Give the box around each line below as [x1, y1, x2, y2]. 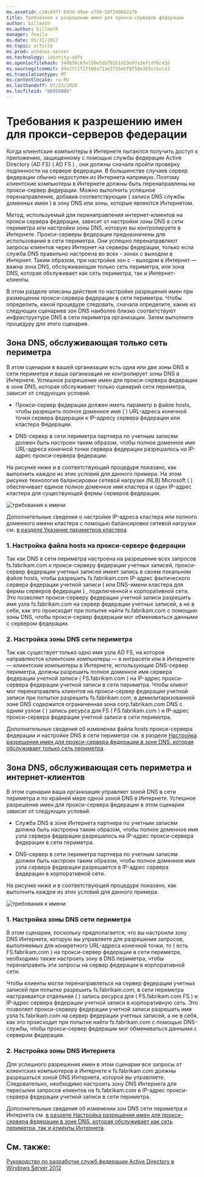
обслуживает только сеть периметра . [6, 744, 105, 752]
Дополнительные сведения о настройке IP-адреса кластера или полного [6, 513, 197, 520]
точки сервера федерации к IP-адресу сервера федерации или [15, 414, 180, 421]
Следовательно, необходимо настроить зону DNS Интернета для [6, 1080, 177, 1087]
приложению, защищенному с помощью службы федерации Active [6, 154, 182, 161]
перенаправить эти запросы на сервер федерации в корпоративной [6, 961, 185, 969]
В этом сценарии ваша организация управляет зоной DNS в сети [6, 788, 177, 796]
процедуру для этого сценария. [6, 320, 90, 327]
